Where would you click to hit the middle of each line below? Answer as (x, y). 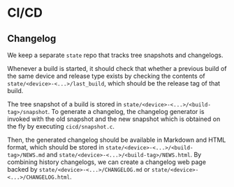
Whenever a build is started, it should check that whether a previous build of (117, 68)
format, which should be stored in (56, 147)
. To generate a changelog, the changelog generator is (126, 112)
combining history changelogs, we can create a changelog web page (107, 162)
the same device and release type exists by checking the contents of (106, 76)
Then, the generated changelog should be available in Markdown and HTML (117, 140)
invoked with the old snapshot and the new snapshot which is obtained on (114, 119)
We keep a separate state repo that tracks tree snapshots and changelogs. (115, 55)
